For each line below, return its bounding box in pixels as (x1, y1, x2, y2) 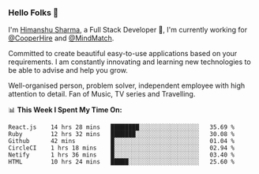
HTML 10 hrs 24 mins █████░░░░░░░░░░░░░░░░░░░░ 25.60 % (8, 158, 235, 166)
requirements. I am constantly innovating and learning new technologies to (8, 57, 251, 66)
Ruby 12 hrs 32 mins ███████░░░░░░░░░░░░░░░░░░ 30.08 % (8, 130, 235, 138)
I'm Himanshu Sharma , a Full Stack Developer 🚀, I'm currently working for (8, 25, 247, 35)
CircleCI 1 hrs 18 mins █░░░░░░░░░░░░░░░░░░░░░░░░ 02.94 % (8, 144, 235, 153)
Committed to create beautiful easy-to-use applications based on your (8, 49, 238, 59)
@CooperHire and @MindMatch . (8, 33, 114, 43)
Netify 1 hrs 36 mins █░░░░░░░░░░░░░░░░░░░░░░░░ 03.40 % (8, 151, 235, 159)
